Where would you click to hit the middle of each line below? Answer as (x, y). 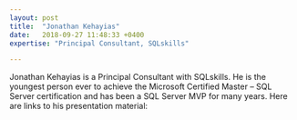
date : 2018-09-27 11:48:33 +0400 (77, 35)
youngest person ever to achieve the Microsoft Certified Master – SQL (141, 86)
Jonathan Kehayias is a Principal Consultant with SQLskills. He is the (138, 77)
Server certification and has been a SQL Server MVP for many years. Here (149, 96)
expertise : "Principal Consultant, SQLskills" (99, 43)
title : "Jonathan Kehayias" (65, 26)
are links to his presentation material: (79, 106)
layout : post (34, 18)
